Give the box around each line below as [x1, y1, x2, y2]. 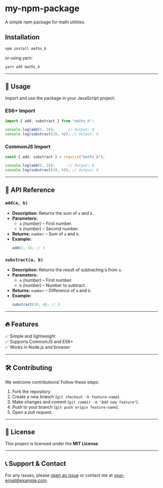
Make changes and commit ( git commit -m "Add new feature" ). [12, 399, 139, 405]
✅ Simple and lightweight [5, 333, 56, 339]
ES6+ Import [5, 108, 35, 114]
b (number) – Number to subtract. [19, 282, 86, 288]
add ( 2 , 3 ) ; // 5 [12, 245, 45, 250]
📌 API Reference [5, 186, 55, 194]
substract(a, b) [5, 257, 44, 263]
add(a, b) [5, 200, 28, 206]
